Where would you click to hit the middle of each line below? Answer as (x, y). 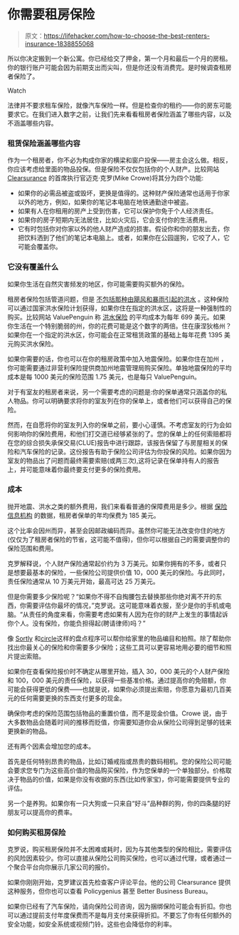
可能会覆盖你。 (39, 247)
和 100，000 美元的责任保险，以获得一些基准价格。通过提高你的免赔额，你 (117, 680)
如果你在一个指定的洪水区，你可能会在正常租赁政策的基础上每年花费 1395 (115, 334)
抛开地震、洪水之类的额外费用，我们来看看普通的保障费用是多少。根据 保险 (117, 506)
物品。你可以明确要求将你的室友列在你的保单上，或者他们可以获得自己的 (119, 401)
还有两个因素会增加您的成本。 (51, 746)
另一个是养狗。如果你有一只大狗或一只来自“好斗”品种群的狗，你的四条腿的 (116, 803)
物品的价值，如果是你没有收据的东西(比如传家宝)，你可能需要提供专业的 (125, 779)
